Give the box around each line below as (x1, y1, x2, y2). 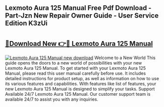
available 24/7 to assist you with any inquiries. (5, 96, 98, 102)
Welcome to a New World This (94, 55, 156, 61)
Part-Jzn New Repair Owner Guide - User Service (5, 12, 159, 20)
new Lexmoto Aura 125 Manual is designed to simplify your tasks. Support (5, 86, 155, 92)
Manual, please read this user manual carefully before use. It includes (5, 70, 146, 76)
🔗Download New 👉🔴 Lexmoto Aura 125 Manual (5, 39, 153, 48)
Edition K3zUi (5, 19, 48, 27)
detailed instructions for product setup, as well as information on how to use (5, 76, 160, 81)
